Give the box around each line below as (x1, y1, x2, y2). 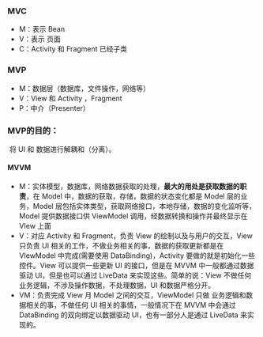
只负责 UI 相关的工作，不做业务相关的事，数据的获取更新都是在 (18, 241, 224, 251)
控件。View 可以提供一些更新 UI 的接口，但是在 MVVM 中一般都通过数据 (18, 261, 254, 271)
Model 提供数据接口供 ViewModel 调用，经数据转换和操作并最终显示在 (18, 211, 248, 221)
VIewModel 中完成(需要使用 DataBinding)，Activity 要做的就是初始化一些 (18, 251, 256, 260)
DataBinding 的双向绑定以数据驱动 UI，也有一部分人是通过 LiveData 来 (18, 310, 248, 320)
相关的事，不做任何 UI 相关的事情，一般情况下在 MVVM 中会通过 (25, 301, 236, 310)
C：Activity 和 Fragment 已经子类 (18, 44, 128, 54)
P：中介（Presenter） (18, 103, 90, 112)
